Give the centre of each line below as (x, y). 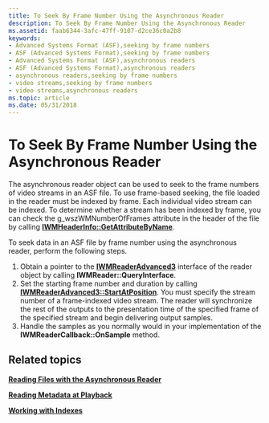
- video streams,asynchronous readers (73, 90)
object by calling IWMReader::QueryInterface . (98, 275)
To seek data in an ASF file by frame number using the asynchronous (122, 242)
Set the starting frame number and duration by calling (109, 284)
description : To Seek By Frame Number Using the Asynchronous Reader (127, 23)
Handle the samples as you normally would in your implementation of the (141, 327)
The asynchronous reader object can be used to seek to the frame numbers (134, 185)
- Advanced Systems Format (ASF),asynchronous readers (102, 61)
